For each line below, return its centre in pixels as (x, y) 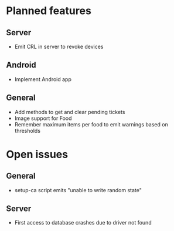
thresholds (28, 130)
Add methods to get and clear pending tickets (70, 112)
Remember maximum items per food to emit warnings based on (91, 124)
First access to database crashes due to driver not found (83, 223)
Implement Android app (43, 79)
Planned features (49, 11)
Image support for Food (43, 118)
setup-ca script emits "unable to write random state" (78, 190)
